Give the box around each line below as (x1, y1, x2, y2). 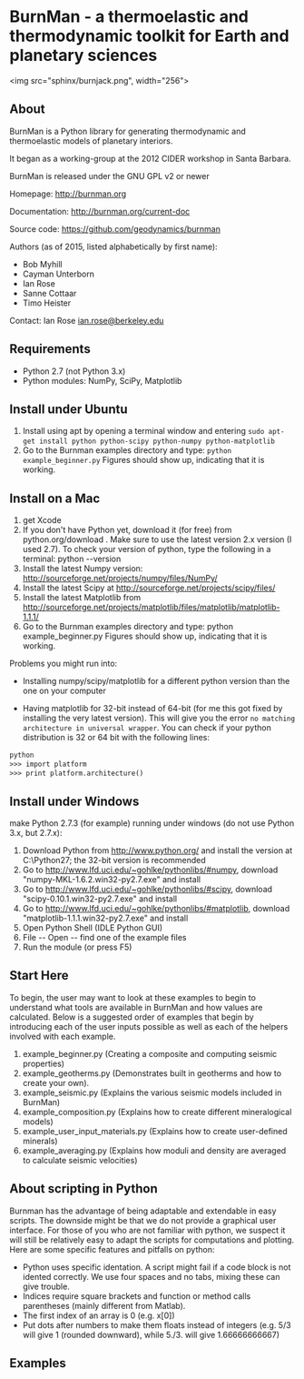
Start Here (9, 968, 70, 983)
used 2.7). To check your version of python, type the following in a (22, 544, 271, 555)
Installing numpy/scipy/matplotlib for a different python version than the (22, 676, 290, 687)
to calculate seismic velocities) (22, 1154, 138, 1165)
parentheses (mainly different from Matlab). (22, 1300, 186, 1311)
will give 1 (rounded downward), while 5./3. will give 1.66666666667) (22, 1329, 279, 1340)
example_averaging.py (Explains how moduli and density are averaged (22, 1144, 287, 1156)
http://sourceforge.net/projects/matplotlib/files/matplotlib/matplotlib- (22, 602, 280, 613)
